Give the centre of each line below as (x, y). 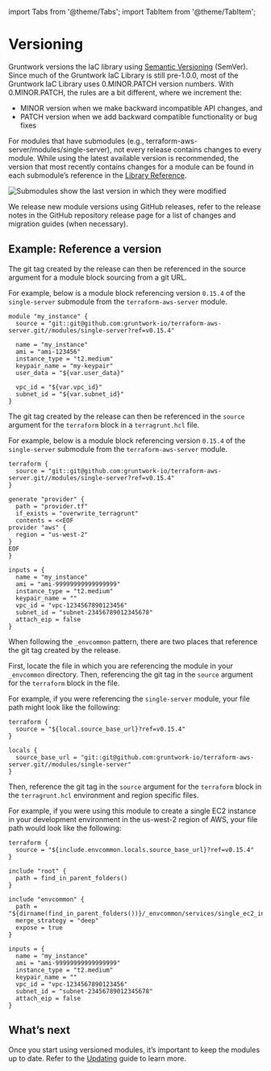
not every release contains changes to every (188, 150)
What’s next (40, 1030)
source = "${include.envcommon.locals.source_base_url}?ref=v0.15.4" (135, 850)
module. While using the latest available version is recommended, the (124, 158)
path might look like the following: (65, 707)
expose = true (39, 928)
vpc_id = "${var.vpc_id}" (59, 387)
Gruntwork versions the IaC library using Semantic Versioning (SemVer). (128, 66)
